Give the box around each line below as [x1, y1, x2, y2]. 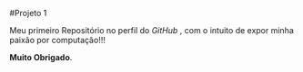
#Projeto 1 [9, 8, 47, 18]
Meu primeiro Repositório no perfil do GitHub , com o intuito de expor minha [9, 25, 294, 35]
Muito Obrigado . [9, 52, 73, 62]
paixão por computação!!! [9, 35, 106, 45]
